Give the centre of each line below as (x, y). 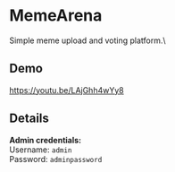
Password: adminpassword (56, 159)
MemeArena (56, 16)
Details (29, 119)
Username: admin (41, 150)
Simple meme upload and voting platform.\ (88, 40)
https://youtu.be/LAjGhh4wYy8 (67, 90)
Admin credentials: (46, 140)
